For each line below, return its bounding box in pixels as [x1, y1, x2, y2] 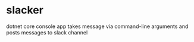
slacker [6, 3, 43, 17]
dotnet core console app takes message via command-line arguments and [6, 23, 189, 30]
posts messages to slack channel [6, 29, 88, 36]
